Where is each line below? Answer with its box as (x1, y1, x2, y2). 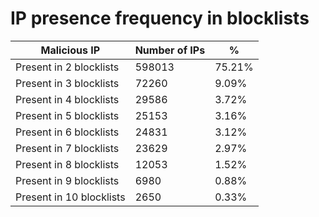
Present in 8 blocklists (15, 157, 120, 171)
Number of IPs (134, 43, 206, 57)
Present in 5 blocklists (15, 108, 120, 122)
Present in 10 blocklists (15, 190, 126, 204)
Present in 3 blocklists (15, 76, 120, 90)
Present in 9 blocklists (15, 173, 120, 187)
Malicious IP (40, 43, 101, 57)
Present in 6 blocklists (15, 125, 120, 139)
